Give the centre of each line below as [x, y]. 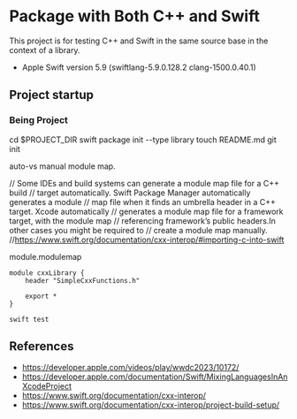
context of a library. [45, 50]
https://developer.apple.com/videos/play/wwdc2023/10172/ [130, 368]
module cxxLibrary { [47, 273]
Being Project [39, 120]
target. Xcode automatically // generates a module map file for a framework [146, 211]
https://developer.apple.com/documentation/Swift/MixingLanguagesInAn [155, 377]
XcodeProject [47, 386]
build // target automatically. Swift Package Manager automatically [130, 193]
